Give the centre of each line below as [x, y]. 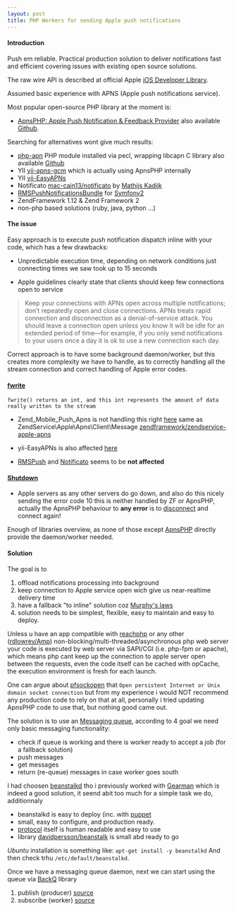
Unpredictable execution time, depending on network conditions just [117, 261]
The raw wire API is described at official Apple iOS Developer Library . [108, 80]
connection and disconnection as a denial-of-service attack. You [118, 318]
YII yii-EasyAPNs [42, 178]
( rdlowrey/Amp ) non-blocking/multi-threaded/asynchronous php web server [118, 641]
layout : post [26, 14]
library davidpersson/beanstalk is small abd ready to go [98, 836]
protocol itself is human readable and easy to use [89, 829]
